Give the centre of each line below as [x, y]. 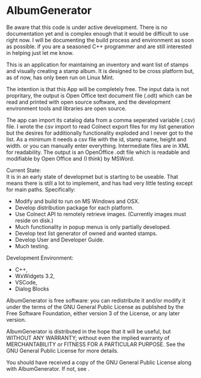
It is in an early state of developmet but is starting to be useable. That [92, 176]
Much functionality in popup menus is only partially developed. [93, 226]
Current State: [24, 170]
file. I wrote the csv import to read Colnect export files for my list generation [100, 126]
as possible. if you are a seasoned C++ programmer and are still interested [99, 46]
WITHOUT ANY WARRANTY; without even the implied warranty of [88, 338]
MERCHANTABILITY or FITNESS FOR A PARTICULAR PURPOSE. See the [96, 344]
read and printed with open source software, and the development [88, 102]
